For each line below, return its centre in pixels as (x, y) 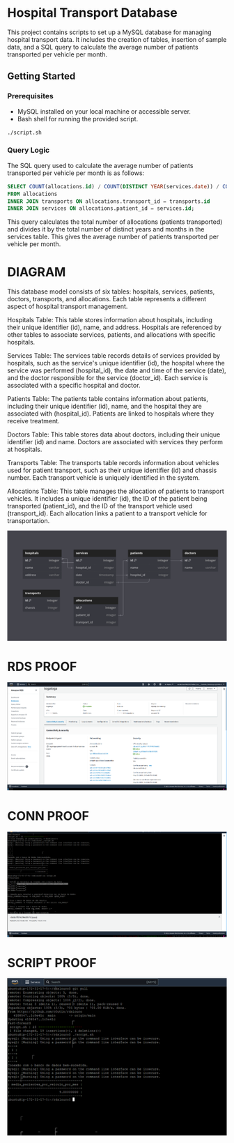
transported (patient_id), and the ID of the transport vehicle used (100, 506)
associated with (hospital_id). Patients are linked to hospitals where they (111, 414)
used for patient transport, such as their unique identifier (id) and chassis (112, 470)
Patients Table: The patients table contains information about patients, (108, 399)
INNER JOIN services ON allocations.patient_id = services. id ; (101, 209)
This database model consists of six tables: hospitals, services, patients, (111, 292)
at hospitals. (25, 449)
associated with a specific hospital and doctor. (74, 386)
